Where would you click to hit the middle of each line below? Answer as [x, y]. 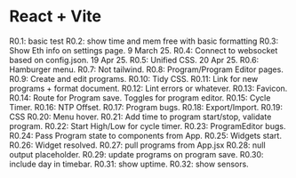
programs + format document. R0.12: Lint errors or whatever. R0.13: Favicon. [148, 88]
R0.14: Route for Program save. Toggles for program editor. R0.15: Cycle [140, 97]
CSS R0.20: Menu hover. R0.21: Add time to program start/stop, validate [140, 117]
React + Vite [56, 16]
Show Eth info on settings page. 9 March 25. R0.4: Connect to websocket [144, 50]
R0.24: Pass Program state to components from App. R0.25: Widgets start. [146, 135]
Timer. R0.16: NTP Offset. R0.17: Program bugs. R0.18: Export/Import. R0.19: [146, 107]
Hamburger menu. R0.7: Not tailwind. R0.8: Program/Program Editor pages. [147, 69]
